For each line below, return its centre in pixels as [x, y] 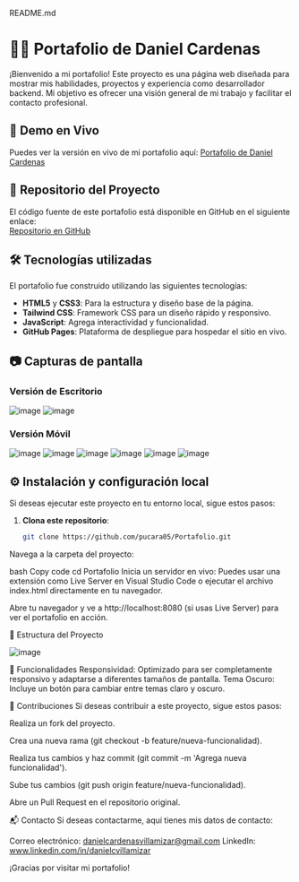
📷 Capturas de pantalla [76, 361]
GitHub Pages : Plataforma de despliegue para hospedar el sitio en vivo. [154, 332]
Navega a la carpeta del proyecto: [72, 554]
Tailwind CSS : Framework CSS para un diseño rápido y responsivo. [146, 313]
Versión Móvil [40, 434]
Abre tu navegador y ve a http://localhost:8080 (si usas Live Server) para [144, 608]
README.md [33, 13]
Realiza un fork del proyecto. [62, 723]
